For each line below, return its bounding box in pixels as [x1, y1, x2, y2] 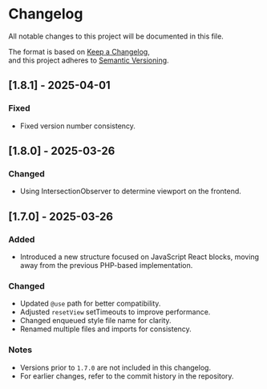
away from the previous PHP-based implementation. [19, 261, 193, 269]
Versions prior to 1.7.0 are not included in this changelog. [19, 363, 211, 372]
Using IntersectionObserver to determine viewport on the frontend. [19, 186, 242, 197]
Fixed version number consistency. [19, 121, 136, 131]
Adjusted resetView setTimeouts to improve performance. [19, 307, 211, 317]
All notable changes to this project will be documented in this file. [8, 31, 225, 41]
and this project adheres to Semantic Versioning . [8, 55, 170, 65]
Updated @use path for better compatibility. [19, 298, 161, 309]
